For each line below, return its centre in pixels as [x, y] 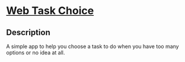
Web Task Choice [50, 11]
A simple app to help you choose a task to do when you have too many [92, 46]
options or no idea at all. [36, 53]
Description [28, 32]
